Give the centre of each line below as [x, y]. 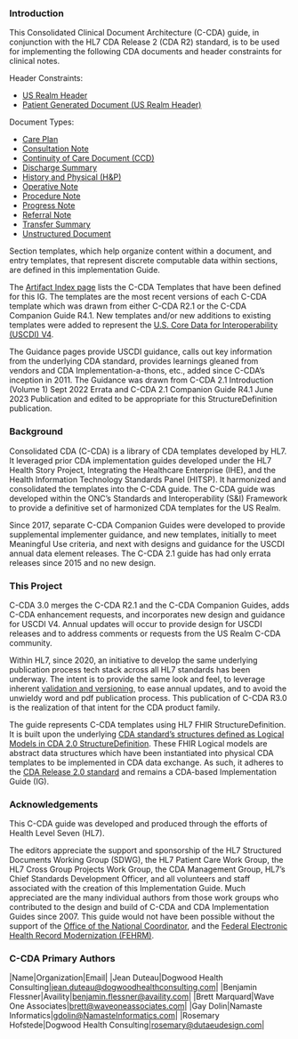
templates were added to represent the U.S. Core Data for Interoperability [144, 325]
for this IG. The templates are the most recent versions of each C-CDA [138, 297]
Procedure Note [51, 196]
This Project [36, 585]
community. [31, 642]
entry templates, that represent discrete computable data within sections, [144, 261]
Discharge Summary [60, 168]
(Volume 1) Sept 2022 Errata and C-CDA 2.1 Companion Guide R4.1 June [141, 390]
